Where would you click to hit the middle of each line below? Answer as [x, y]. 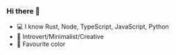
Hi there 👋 [24, 11]
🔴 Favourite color [41, 44]
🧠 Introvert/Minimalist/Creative [60, 37]
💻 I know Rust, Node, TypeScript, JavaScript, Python [93, 26]
